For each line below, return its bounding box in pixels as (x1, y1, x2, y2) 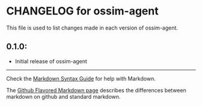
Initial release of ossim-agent (14, 57, 87, 64)
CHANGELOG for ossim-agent (6, 4, 159, 18)
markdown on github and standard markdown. (6, 93, 121, 100)
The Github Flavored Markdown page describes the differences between (6, 86, 186, 94)
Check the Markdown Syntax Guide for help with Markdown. (6, 75, 156, 82)
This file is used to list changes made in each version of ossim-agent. (6, 24, 179, 31)
